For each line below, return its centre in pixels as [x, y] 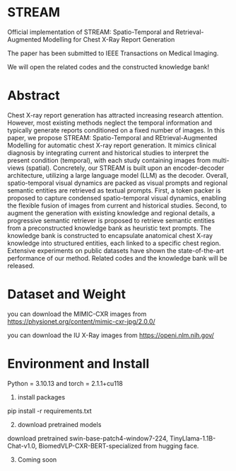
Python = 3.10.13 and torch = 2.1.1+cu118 [65, 383]
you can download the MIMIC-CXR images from [77, 314]
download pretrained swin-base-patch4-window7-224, [88, 438]
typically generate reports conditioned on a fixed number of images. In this [116, 130]
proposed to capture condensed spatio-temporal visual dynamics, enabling [117, 198]
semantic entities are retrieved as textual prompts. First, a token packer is [114, 190]
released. [21, 266]
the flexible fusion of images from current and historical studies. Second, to [117, 205]
